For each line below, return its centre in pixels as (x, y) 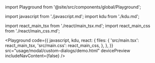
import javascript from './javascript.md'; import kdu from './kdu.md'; (72, 16)
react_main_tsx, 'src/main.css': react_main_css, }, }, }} (59, 45)
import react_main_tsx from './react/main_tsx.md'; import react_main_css (78, 26)
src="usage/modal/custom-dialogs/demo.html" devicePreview (68, 51)
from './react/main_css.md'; (33, 31)
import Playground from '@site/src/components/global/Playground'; (73, 7)
